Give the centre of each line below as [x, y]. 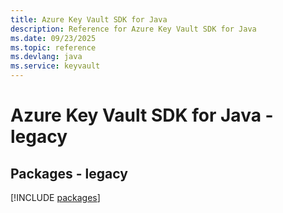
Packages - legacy [69, 173]
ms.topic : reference [53, 47]
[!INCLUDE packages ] [55, 197]
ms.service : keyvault [55, 66]
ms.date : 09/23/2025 [53, 38]
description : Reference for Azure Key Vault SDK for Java [133, 29]
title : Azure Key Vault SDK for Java [89, 19]
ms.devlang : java [46, 57]
